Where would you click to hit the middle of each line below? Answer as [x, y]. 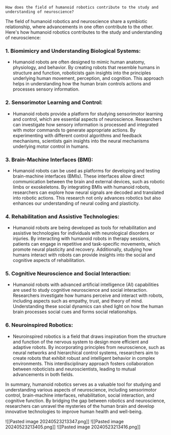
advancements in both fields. [43, 374]
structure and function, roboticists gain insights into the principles [82, 73]
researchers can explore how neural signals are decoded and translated [88, 192]
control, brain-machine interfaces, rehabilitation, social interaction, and [80, 395]
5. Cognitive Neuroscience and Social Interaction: [68, 274]
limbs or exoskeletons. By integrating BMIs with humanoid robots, [81, 187]
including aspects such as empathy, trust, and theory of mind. [78, 301]
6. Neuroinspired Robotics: [39, 325]
